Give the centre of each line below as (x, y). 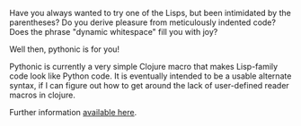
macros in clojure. (43, 95)
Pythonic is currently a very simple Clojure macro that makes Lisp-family (144, 67)
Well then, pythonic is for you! (64, 49)
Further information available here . (73, 112)
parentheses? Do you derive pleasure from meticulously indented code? (143, 22)
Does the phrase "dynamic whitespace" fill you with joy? (114, 32)
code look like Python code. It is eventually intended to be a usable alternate (150, 76)
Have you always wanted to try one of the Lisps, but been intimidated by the (150, 13)
